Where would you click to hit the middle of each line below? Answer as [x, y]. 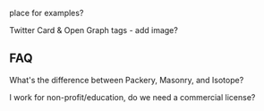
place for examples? [47, 13]
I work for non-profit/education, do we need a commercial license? [132, 97]
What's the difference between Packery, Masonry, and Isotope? [127, 80]
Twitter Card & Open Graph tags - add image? [94, 30]
